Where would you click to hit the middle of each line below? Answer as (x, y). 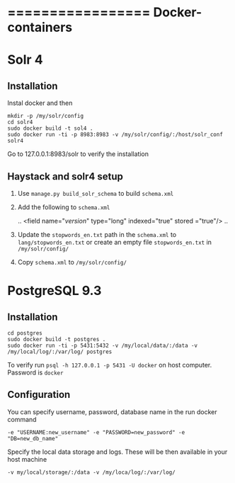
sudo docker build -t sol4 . (50, 128)
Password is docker (35, 372)
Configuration (39, 395)
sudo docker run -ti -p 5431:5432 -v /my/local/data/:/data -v (103, 345)
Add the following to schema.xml (64, 207)
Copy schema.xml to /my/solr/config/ (72, 262)
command (22, 419)
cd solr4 (20, 122)
